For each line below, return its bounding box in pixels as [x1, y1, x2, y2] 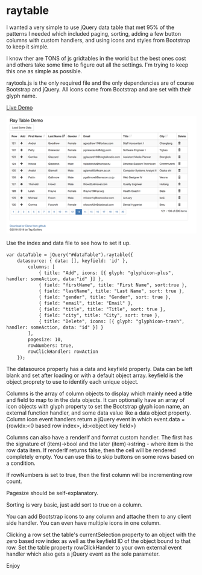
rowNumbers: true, [28, 343, 74, 349]
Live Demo [6, 103, 33, 111]
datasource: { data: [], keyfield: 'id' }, [17, 258, 128, 264]
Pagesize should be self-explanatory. [6, 489, 99, 496]
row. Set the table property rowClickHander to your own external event [6, 544, 182, 551]
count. [6, 478, 22, 485]
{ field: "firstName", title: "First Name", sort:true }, [38, 282, 188, 288]
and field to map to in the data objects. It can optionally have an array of [6, 396, 185, 403]
